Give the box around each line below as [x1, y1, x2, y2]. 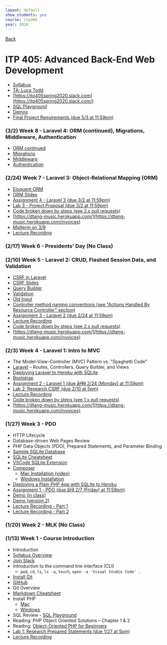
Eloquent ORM [12, 186, 43, 192]
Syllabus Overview [12, 552, 53, 558]
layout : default [5, 7, 40, 13]
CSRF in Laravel [12, 274, 46, 280]
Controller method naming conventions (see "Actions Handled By [12, 301, 150, 308]
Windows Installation [20, 475, 64, 482]
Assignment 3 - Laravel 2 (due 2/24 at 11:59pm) [12, 312, 113, 318]
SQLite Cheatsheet [12, 454, 53, 460]
